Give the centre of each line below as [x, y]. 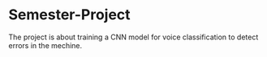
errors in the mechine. [45, 45]
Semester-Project [70, 15]
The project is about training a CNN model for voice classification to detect [133, 37]
